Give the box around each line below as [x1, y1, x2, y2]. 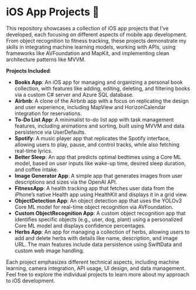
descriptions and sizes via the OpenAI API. [14, 178, 118, 186]
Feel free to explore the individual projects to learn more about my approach [6, 271, 190, 278]
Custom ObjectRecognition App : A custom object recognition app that [14, 210, 186, 217]
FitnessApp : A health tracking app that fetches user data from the [14, 184, 174, 191]
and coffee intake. [14, 166, 59, 173]
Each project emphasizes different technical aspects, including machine [6, 258, 180, 265]
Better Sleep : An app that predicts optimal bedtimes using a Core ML [14, 153, 181, 160]
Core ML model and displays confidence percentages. [14, 222, 146, 229]
